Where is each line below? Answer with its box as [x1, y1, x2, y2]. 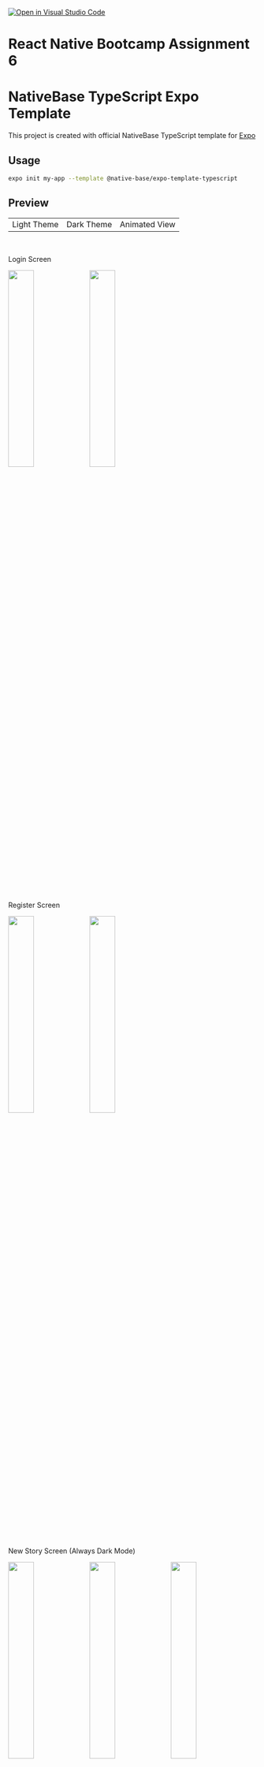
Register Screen [8, 900, 61, 910]
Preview [8, 196, 50, 210]
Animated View [119, 219, 176, 230]
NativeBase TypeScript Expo [8, 88, 199, 106]
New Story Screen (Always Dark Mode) [8, 1546, 136, 1556]
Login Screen [8, 254, 52, 263]
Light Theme [12, 219, 59, 230]
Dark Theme [66, 219, 113, 230]
